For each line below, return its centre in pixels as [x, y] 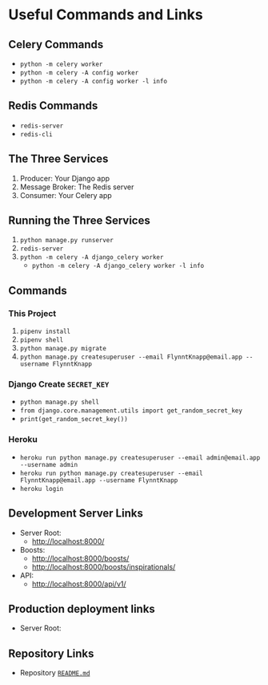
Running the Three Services [79, 221]
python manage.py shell [60, 403]
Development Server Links [76, 514]
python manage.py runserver [66, 241]
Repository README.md [55, 673]
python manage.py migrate [63, 349]
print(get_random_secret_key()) [74, 420]
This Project [32, 313]
